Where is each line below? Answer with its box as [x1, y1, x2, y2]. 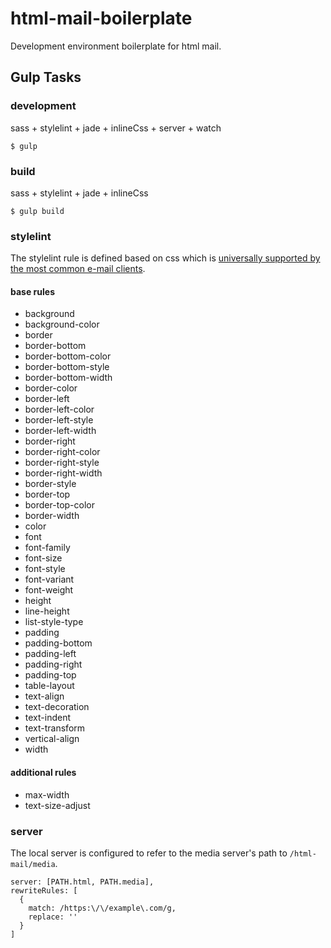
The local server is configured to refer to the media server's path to [10, 847, 288, 859]
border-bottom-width [24, 372, 113, 384]
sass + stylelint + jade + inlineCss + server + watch [10, 122, 222, 134]
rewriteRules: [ [10, 885, 78, 896]
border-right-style [24, 457, 100, 469]
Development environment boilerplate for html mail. [10, 40, 222, 52]
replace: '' [28, 912, 78, 922]
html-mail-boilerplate [10, 7, 193, 30]
